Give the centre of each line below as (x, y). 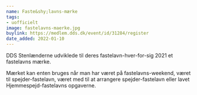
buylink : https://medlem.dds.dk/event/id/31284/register (78, 33)
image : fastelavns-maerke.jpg (43, 28)
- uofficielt (22, 22)
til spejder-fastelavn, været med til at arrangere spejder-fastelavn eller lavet (98, 79)
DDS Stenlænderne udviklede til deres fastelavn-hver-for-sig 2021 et (90, 55)
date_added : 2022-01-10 (35, 39)
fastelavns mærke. (29, 62)
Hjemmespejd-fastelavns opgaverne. (51, 85)
